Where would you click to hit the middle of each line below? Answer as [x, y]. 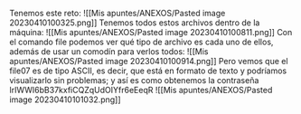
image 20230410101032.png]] [65, 100]
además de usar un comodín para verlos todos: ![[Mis [109, 52]
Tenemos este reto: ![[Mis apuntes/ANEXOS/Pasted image [118, 13]
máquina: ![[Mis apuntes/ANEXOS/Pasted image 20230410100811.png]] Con [151, 32]
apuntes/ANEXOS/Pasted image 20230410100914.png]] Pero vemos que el [149, 61]
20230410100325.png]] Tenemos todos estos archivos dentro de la [135, 23]
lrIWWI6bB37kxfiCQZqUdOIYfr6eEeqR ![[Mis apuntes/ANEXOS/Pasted [141, 90]
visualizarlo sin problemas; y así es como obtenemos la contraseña [134, 80]
